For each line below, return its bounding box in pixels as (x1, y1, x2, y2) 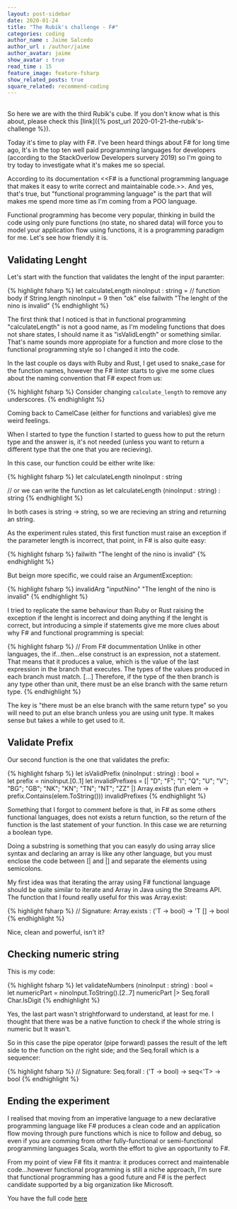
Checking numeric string (7, 949, 120, 961)
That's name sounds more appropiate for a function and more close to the (7, 337, 223, 347)
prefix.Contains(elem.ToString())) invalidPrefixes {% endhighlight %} (7, 792, 207, 800)
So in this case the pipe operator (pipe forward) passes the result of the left (7, 1038, 228, 1047)
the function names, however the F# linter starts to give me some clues (7, 366, 214, 375)
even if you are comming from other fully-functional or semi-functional (7, 1136, 214, 1145)
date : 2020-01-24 (7, 17, 59, 24)
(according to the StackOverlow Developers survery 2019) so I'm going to (7, 154, 222, 162)
